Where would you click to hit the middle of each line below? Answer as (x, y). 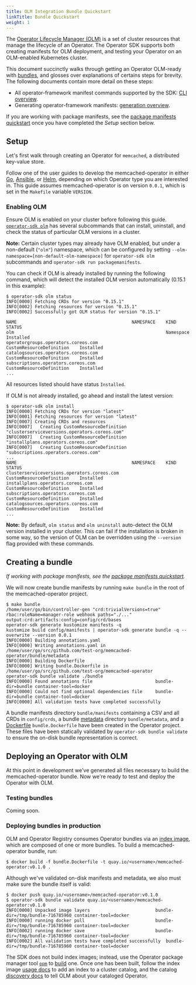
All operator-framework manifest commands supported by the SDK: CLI (101, 93)
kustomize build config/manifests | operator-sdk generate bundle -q (93, 630)
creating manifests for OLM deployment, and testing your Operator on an (94, 52)
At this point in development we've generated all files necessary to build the (97, 771)
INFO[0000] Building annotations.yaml (53, 640)
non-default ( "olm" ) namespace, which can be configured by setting (88, 250)
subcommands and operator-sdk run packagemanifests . (74, 262)
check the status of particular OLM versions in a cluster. (73, 232)
